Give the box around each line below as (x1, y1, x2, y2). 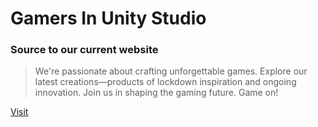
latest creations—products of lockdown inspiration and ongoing (34, 76, 297, 88)
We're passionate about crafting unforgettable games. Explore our (34, 65, 308, 77)
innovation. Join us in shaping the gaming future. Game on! (34, 87, 279, 99)
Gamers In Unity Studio (10, 7, 207, 30)
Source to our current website (10, 43, 159, 57)
